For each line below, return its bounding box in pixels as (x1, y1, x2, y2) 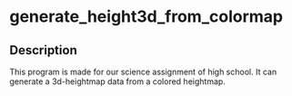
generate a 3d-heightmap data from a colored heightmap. (9, 76, 226, 87)
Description (9, 43, 77, 58)
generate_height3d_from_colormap (9, 6, 284, 27)
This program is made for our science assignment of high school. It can (9, 66, 277, 77)
